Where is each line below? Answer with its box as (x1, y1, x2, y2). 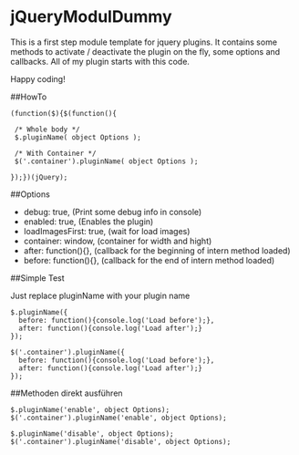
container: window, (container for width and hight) (23, 235, 212, 246)
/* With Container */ (14, 149, 97, 158)
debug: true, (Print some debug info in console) (23, 206, 202, 217)
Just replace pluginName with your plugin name (10, 290, 191, 301)
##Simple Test (10, 272, 65, 284)
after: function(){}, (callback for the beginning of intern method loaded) (23, 244, 291, 256)
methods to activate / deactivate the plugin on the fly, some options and (10, 46, 281, 57)
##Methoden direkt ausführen (10, 388, 123, 398)
